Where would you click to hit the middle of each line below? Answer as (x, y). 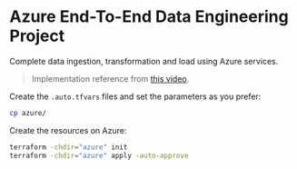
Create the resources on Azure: (68, 130)
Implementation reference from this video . (110, 78)
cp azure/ (28, 113)
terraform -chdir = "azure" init (69, 147)
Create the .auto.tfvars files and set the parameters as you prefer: (135, 96)
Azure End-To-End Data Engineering (149, 17)
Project (37, 36)
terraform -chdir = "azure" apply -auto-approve (99, 155)
